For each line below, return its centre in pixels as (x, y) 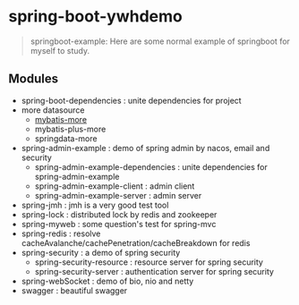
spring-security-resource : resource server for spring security (149, 262)
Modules (34, 79)
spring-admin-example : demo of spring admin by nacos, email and (145, 148)
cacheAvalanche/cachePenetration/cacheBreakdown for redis (136, 242)
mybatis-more (60, 119)
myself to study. (60, 50)
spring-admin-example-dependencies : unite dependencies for (151, 166)
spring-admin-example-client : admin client (115, 186)
